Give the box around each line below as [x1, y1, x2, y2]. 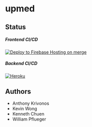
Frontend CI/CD [5, 37, 38, 43]
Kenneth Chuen [12, 111, 45, 117]
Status [5, 23, 26, 31]
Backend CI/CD [5, 61, 38, 66]
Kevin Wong [12, 106, 37, 112]
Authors [5, 87, 31, 96]
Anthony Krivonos [12, 100, 50, 107]
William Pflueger [12, 116, 46, 122]
